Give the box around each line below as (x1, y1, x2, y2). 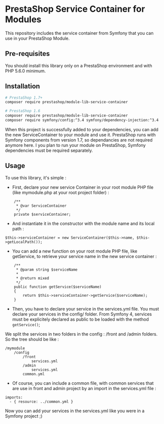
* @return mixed (16, 276, 49, 281)
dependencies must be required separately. (5, 147, 93, 153)
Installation (5, 82, 40, 90)
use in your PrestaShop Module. (5, 35, 70, 41)
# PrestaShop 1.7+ (5, 95, 43, 100)
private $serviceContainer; (14, 212, 71, 217)
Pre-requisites (5, 50, 50, 58)
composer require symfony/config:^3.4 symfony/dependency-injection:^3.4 (5, 118, 159, 123)
